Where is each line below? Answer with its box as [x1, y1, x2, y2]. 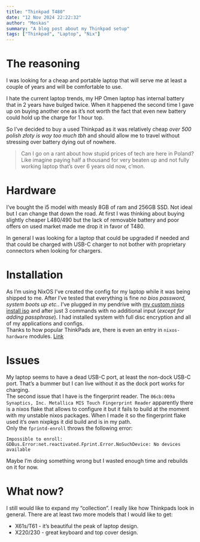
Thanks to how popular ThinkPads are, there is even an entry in [6, 326, 163, 333]
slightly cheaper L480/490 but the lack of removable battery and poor [6, 217, 180, 223]
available [6, 447, 31, 453]
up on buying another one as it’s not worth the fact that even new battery [6, 107, 187, 115]
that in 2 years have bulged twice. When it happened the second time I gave [6, 101, 195, 109]
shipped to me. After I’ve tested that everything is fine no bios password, [6, 294, 186, 301]
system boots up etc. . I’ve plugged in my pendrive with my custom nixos [6, 301, 184, 308]
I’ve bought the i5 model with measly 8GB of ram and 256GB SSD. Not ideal [6, 203, 193, 211]
